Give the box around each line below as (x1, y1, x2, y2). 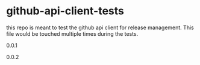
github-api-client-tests (6, 4, 125, 18)
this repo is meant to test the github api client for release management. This (6, 24, 194, 31)
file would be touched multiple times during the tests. (6, 30, 139, 37)
